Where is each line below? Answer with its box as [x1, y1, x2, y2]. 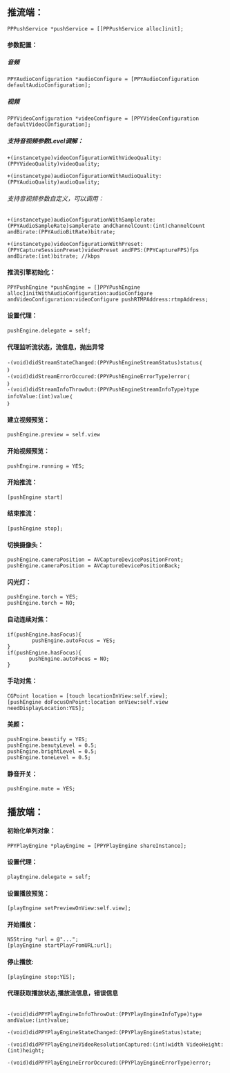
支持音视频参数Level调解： [7, 136, 84, 145]
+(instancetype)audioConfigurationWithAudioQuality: [7, 172, 162, 180]
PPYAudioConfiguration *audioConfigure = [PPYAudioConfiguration [7, 76, 199, 83]
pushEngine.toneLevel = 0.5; [7, 754, 91, 761]
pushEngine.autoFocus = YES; [32, 637, 116, 644]
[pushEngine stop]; [7, 525, 64, 532]
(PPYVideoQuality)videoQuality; [7, 161, 100, 168]
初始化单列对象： [7, 826, 56, 835]
